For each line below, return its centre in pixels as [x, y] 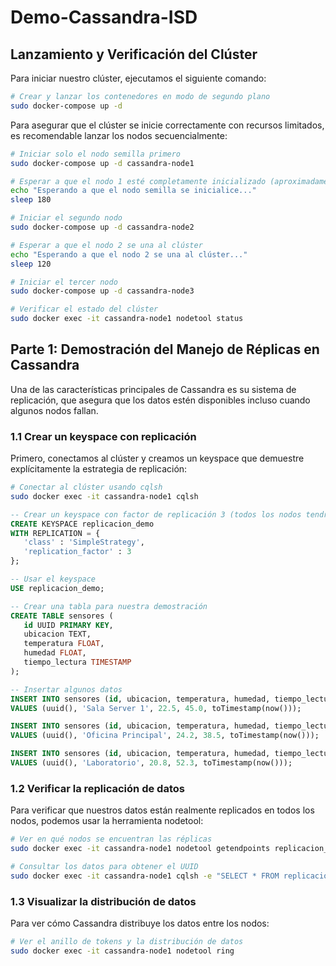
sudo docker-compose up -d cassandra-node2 [102, 227]
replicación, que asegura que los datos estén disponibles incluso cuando [160, 400]
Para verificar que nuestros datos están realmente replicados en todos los [162, 810]
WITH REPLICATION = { [55, 533]
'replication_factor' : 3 [77, 552]
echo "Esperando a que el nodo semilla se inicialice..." [133, 191]
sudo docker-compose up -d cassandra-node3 [102, 291]
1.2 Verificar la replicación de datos [97, 788]
